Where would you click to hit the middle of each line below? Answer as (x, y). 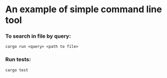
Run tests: (18, 60)
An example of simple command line (83, 9)
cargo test (17, 70)
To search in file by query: (38, 36)
